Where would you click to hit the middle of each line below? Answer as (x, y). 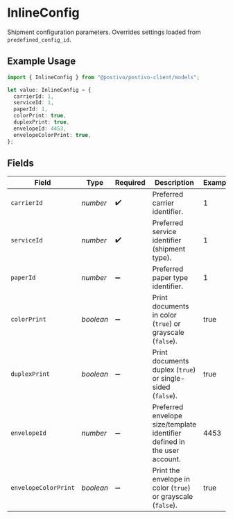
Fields (21, 163)
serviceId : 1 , (34, 103)
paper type (170, 278)
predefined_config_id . (39, 39)
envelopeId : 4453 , (40, 129)
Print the (166, 470)
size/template (174, 425)
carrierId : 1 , (34, 96)
